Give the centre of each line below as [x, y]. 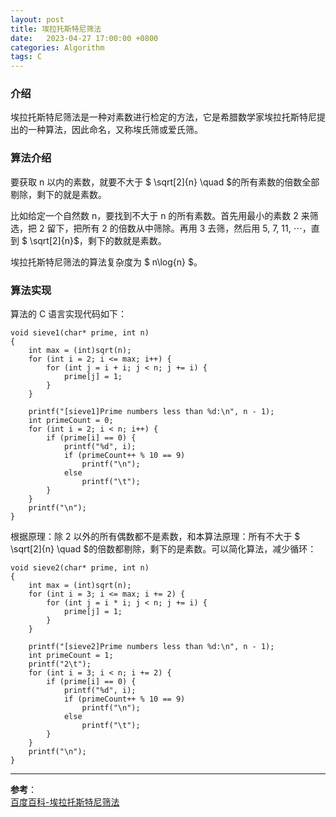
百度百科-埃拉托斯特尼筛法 [65, 802]
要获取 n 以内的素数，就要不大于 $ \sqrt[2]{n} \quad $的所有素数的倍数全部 [165, 182]
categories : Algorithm [57, 47]
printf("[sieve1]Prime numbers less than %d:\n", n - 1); [151, 412]
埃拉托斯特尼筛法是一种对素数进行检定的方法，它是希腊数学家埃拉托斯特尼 [163, 117]
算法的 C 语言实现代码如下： [69, 314]
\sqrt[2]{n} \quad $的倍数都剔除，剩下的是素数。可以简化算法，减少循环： [163, 549]
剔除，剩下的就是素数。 [58, 194]
